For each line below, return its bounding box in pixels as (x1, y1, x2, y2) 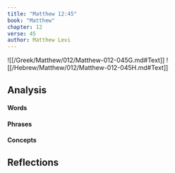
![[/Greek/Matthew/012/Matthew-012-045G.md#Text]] (7, 56, 165, 64)
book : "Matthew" (7, 17, 55, 24)
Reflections (7, 156, 59, 168)
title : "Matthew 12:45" (7, 10, 78, 18)
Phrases (7, 119, 32, 128)
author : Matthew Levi (7, 37, 71, 44)
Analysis (7, 84, 47, 96)
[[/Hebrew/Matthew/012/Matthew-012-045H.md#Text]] (7, 64, 169, 72)
